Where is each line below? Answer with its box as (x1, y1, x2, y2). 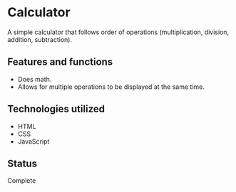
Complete (7, 176, 36, 185)
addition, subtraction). (7, 35, 73, 43)
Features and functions (7, 56, 113, 68)
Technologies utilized (7, 103, 106, 115)
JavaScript (17, 137, 50, 146)
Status (7, 157, 38, 169)
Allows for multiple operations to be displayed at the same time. (17, 82, 205, 91)
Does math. (17, 75, 52, 83)
